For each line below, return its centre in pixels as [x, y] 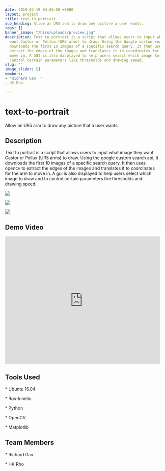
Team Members [29, 443]
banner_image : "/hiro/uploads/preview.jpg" [50, 33]
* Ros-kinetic [18, 399]
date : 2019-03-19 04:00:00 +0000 [39, 10]
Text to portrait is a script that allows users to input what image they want [79, 153]
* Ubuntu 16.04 [20, 389]
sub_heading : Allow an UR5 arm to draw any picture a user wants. [74, 23]
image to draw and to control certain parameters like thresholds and [74, 179]
